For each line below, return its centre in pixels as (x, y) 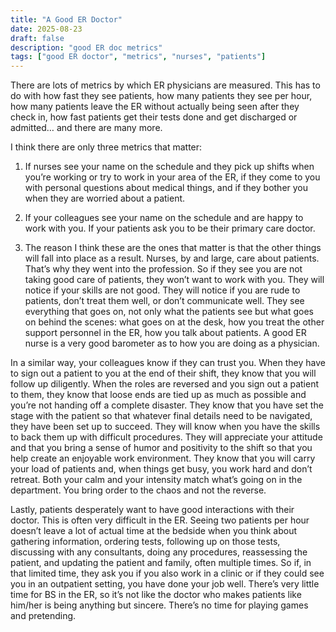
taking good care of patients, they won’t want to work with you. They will (174, 280)
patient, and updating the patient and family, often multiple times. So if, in (161, 563)
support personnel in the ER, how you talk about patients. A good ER (165, 333)
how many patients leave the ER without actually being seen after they (155, 107)
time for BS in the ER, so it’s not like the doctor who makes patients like (156, 595)
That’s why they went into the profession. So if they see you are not (163, 269)
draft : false (37, 38)
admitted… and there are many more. (86, 128)
